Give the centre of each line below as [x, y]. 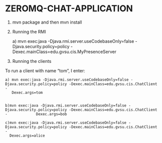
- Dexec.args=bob [36, 114]
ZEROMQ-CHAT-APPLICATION [69, 9]
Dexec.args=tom [27, 92]
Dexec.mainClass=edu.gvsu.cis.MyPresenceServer [64, 52]
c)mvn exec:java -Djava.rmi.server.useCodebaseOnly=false [66, 123]
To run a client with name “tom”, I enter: [45, 71]
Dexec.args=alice [27, 136]
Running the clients [32, 61]
